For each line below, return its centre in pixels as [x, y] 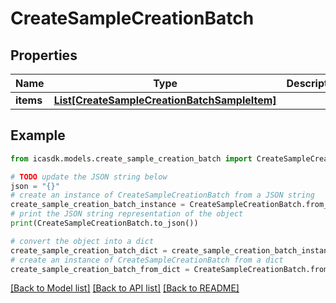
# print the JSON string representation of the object [127, 214]
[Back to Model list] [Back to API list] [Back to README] [125, 288]
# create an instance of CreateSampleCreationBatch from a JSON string [162, 195]
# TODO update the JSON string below [89, 177]
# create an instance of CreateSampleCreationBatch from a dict [147, 260]
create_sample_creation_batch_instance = [98, 205]
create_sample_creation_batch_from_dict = [100, 269]
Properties [44, 55]
